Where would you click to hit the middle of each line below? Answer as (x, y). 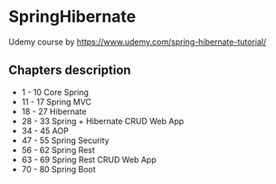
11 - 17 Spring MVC (57, 102)
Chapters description (70, 70)
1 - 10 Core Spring (55, 92)
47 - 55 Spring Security (65, 140)
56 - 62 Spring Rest (58, 150)
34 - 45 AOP (45, 131)
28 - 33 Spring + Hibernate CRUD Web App (103, 121)
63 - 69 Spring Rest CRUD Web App (89, 160)
